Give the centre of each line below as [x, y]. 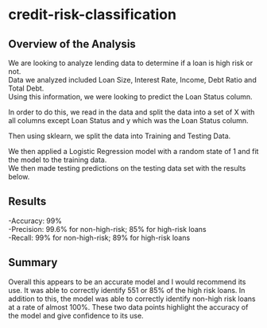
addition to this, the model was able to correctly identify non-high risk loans [132, 299]
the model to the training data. [58, 160]
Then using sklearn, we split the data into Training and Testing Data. [120, 136]
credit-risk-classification [93, 15]
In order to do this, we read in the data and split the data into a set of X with [132, 112]
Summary [33, 262]
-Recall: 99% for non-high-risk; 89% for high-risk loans [99, 237]
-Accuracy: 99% [35, 221]
